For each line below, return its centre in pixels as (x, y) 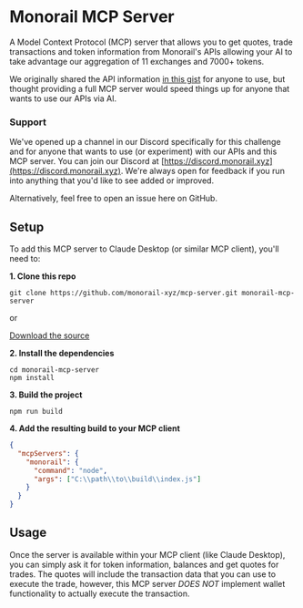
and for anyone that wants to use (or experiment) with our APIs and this (143, 151)
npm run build (36, 412)
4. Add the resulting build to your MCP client (95, 428)
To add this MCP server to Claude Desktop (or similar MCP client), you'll (144, 249)
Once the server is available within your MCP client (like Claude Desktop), (147, 554)
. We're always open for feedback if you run (202, 171)
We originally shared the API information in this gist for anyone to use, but (147, 78)
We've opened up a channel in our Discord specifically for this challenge (145, 142)
